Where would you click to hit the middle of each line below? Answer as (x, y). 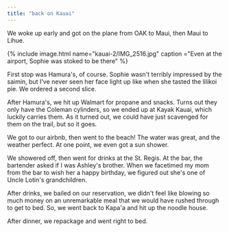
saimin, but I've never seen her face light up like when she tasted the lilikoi (112, 81)
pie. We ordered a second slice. (52, 89)
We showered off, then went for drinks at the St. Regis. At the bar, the (105, 158)
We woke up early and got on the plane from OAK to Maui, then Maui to (108, 33)
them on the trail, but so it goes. (52, 124)
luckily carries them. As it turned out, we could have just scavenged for (108, 117)
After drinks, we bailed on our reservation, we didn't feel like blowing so (109, 193)
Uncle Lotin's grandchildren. (47, 180)
